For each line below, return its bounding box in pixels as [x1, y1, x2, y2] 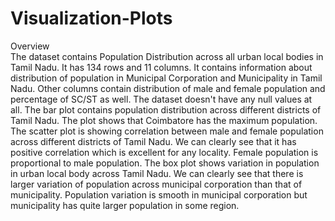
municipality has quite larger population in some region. [10, 199, 240, 211]
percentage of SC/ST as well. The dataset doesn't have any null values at [10, 93, 313, 105]
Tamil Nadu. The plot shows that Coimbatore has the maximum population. [10, 114, 318, 126]
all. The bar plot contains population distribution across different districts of [10, 103, 322, 116]
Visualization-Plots [10, 7, 173, 30]
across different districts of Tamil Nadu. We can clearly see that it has [10, 135, 297, 147]
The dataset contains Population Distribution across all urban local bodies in [10, 50, 324, 62]
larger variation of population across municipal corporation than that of [10, 178, 303, 190]
